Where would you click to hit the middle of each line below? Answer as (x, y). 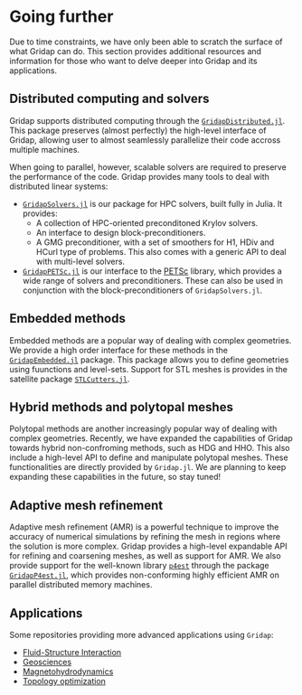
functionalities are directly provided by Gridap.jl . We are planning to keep (148, 467)
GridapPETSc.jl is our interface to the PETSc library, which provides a (152, 271)
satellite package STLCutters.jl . (70, 379)
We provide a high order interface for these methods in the (119, 350)
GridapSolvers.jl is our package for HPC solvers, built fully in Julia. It (152, 203)
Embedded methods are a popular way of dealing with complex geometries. (151, 340)
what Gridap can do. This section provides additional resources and (136, 51)
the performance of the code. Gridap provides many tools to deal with (139, 176)
